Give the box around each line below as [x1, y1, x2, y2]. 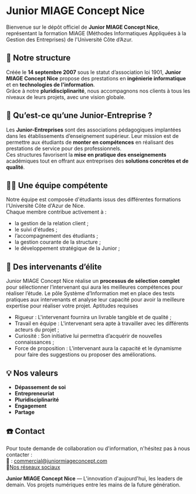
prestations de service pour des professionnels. [6, 145, 122, 152]
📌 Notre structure [6, 53, 71, 63]
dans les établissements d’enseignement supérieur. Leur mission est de [6, 132, 179, 139]
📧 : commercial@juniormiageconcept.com [6, 457, 107, 464]
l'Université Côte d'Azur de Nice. [6, 202, 85, 209]
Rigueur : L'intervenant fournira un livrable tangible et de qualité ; [14, 314, 172, 321]
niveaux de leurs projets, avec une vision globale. [6, 93, 126, 100]
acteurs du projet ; [14, 326, 60, 333]
